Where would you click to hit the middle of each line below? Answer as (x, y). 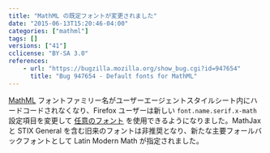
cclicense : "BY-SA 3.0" (49, 53)
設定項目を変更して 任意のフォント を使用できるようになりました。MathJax (135, 120)
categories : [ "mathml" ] (49, 31)
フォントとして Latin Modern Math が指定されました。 (113, 140)
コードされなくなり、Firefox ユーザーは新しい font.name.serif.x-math (139, 110)
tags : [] (23, 38)
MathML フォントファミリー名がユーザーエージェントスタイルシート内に (130, 100)
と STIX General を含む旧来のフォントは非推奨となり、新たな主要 (118, 130)
